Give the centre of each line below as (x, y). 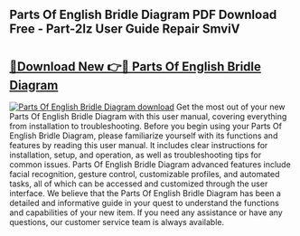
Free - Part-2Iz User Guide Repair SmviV (125, 29)
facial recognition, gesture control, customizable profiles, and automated (145, 174)
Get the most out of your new (231, 107)
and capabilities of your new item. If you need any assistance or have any (146, 212)
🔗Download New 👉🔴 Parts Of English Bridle (136, 66)
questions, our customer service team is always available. (117, 222)
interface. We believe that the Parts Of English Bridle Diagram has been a (145, 193)
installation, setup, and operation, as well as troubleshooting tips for (136, 155)
